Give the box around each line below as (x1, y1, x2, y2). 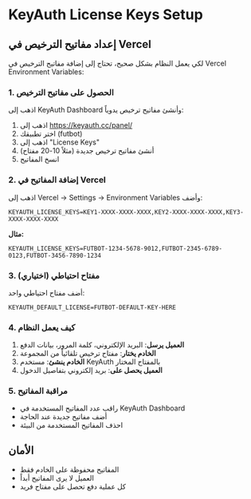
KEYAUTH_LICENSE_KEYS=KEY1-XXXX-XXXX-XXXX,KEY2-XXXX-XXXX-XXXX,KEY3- (8, 208, 245, 216)
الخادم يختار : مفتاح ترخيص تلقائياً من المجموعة (19, 349, 157, 358)
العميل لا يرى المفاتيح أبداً (19, 473, 94, 483)
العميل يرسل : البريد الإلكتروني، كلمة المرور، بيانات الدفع (19, 340, 185, 350)
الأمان (8, 443, 34, 457)
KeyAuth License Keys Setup (8, 6, 203, 24)
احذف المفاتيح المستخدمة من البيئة (19, 421, 124, 430)
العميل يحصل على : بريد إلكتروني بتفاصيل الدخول (19, 366, 163, 375)
